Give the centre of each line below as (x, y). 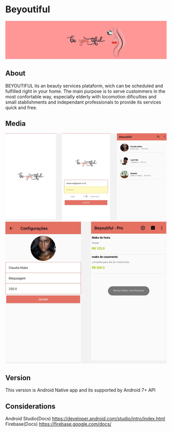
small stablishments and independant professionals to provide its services (83, 102)
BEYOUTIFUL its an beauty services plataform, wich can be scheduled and (84, 86)
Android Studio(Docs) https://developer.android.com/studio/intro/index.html (85, 419)
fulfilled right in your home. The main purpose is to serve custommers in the (85, 91)
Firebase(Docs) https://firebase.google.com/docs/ (58, 424)
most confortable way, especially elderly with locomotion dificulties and (81, 96)
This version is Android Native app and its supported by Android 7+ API (81, 390)
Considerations (30, 406)
